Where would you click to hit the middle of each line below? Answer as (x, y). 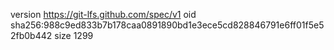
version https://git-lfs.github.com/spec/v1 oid (103, 14)
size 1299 (74, 35)
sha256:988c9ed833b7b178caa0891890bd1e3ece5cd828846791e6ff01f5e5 (167, 25)
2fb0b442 (31, 35)
